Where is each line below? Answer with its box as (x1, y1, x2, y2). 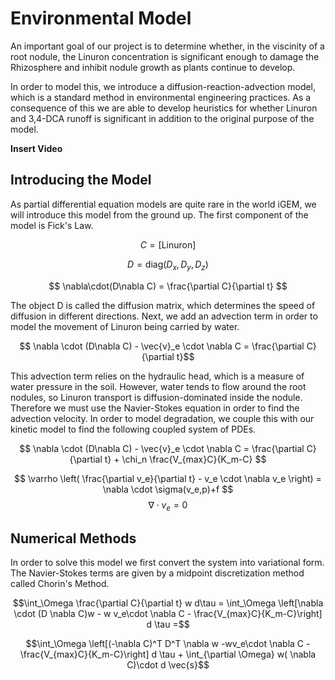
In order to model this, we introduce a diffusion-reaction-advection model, (10, 80, 317, 92)
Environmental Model (10, 7, 192, 30)
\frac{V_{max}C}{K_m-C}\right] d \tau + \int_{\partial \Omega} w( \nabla (19, 648, 317, 661)
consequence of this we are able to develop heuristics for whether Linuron (10, 102, 318, 114)
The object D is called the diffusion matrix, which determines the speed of (10, 299, 316, 311)
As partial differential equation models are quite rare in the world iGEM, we (10, 198, 317, 210)
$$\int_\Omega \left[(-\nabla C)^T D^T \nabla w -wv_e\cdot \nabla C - (25, 638, 311, 650)
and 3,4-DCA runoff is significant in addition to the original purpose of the (10, 112, 315, 124)
